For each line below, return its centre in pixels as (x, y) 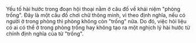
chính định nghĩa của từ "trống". (45, 34)
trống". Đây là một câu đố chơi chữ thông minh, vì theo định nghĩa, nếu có (96, 15)
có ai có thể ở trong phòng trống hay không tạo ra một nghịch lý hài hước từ (98, 27)
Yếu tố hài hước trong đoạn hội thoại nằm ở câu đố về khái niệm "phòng (93, 9)
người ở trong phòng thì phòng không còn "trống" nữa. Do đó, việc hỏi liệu (97, 21)
